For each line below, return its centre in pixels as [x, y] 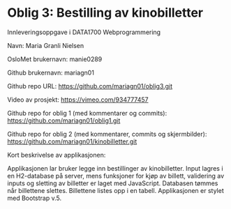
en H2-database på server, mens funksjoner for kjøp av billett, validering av [116, 176]
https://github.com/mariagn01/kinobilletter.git [72, 141]
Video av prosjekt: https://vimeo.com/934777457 [78, 100]
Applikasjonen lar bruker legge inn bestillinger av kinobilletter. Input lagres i [115, 168]
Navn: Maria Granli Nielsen [46, 45]
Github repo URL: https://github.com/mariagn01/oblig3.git [90, 86]
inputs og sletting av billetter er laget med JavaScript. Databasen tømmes [113, 183]
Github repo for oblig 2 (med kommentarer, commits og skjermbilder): [107, 134]
